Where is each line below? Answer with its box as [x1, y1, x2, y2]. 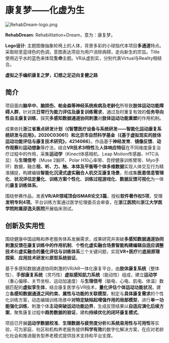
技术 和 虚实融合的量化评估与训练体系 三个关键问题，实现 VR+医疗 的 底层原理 [5, 248, 160, 254]
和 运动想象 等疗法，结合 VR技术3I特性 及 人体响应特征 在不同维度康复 [18, 144, 157, 151]
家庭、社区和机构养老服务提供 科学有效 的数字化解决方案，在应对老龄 [22, 326, 164, 332]
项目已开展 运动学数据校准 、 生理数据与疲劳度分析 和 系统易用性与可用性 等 [5, 320, 155, 326]
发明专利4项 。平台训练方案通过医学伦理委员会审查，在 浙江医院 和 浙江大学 [5, 199, 158, 205]
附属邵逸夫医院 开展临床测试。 [14, 205, 76, 211]
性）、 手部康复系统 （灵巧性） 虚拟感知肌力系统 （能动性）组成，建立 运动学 [5, 272, 157, 278]
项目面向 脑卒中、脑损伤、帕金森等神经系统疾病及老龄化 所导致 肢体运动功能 [5, 102, 159, 108]
